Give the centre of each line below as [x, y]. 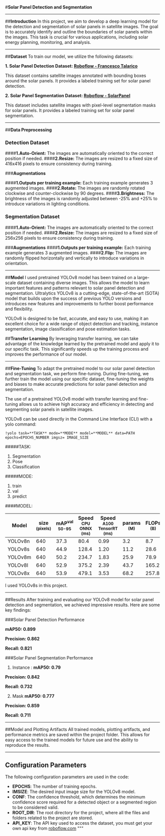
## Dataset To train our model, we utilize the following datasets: [69, 56]
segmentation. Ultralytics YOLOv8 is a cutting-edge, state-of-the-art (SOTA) [82, 293]
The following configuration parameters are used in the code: [67, 777]
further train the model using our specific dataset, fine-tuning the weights [80, 379]
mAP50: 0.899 [20, 629]
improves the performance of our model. [46, 354]
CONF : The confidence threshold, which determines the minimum [79, 797]
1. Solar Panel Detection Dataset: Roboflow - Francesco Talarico [71, 66]
